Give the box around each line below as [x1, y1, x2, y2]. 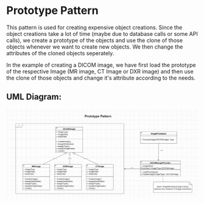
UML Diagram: [6, 92, 62, 102]
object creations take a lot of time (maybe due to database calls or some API [6, 30, 198, 37]
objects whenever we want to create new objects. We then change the [6, 43, 183, 50]
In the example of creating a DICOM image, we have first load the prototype [6, 61, 196, 69]
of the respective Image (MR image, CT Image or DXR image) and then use [6, 67, 194, 75]
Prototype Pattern [6, 4, 99, 18]
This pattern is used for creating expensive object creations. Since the [6, 24, 183, 31]
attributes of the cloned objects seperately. [6, 49, 114, 56]
